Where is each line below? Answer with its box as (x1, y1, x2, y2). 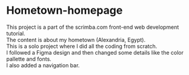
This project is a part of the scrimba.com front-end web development (6, 23, 179, 31)
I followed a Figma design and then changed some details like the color (6, 49, 184, 56)
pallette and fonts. (6, 55, 51, 62)
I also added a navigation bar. (6, 61, 80, 69)
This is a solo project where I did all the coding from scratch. (6, 43, 157, 50)
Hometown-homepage (6, 4, 123, 17)
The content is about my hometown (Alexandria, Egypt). (6, 36, 146, 43)
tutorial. (6, 29, 25, 37)
